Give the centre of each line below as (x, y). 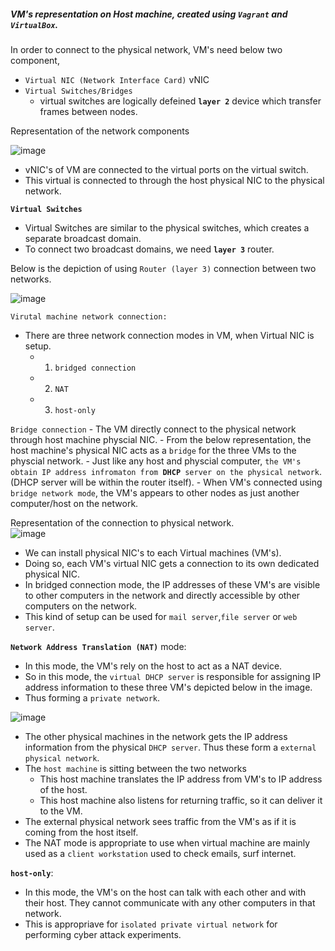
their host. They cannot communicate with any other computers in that (170, 902)
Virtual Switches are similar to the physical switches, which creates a (167, 227)
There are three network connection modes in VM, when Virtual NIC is (169, 335)
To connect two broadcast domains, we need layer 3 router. (149, 249)
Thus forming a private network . (92, 697)
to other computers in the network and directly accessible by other (162, 595)
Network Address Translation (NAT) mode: (98, 646)
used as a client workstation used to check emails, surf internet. (160, 853)
